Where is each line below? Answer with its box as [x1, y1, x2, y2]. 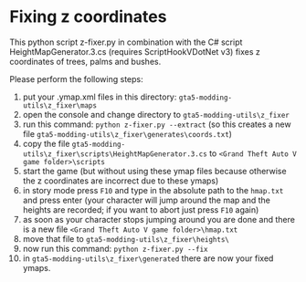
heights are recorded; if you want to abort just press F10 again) [22, 204, 259, 215]
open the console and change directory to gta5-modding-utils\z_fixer [22, 109, 290, 120]
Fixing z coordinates [9, 6, 167, 27]
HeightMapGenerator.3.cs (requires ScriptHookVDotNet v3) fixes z [9, 46, 260, 57]
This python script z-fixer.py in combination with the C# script [9, 37, 243, 47]
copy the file [22, 138, 70, 149]
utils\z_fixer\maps [22, 100, 98, 110]
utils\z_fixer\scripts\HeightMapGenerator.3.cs [22, 149, 207, 159]
